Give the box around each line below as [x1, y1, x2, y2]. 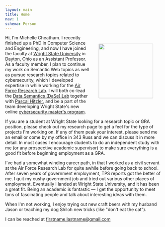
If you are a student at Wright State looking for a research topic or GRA [5, 118, 150, 124]
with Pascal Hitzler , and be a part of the [5, 98, 86, 105]
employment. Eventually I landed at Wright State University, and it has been [5, 181, 159, 187]
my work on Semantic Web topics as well [5, 67, 89, 73]
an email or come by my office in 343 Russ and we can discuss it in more [5, 134, 155, 140]
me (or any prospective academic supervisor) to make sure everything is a [5, 145, 158, 151]
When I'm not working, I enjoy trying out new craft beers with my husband [5, 201, 157, 207]
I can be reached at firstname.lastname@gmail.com [5, 216, 111, 222]
